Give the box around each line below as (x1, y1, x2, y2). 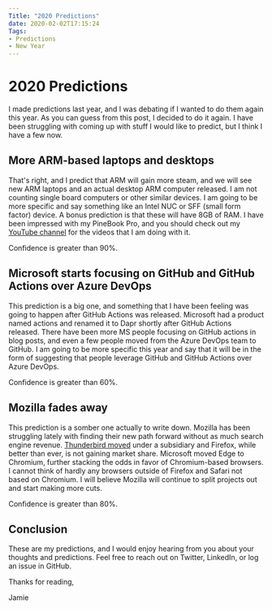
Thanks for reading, (8, 577, 75, 587)
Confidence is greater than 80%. (8, 498, 119, 509)
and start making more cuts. (8, 483, 103, 493)
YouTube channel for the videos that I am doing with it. (8, 227, 191, 237)
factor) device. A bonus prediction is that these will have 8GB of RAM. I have (8, 209, 264, 220)
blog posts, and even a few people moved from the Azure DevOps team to (8, 335, 257, 345)
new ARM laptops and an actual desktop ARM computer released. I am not (8, 184, 257, 194)
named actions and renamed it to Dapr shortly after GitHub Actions (8, 318, 232, 328)
